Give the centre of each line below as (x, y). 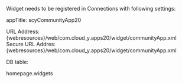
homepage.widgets (30, 73)
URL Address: (23, 31)
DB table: (17, 62)
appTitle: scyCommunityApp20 (44, 20)
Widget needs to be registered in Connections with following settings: (91, 9)
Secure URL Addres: (31, 44)
